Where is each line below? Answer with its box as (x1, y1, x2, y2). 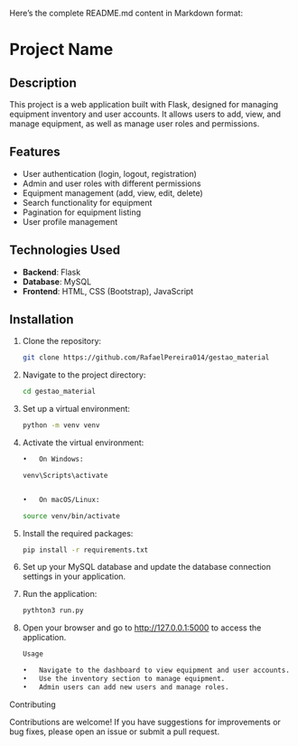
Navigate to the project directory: (22, 369, 146, 380)
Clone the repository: (22, 336, 102, 347)
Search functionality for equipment (22, 197, 153, 208)
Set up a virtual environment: (22, 404, 131, 415)
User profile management (22, 216, 118, 227)
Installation (9, 312, 74, 328)
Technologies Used (9, 243, 120, 258)
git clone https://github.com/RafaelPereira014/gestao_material (22, 353, 270, 362)
